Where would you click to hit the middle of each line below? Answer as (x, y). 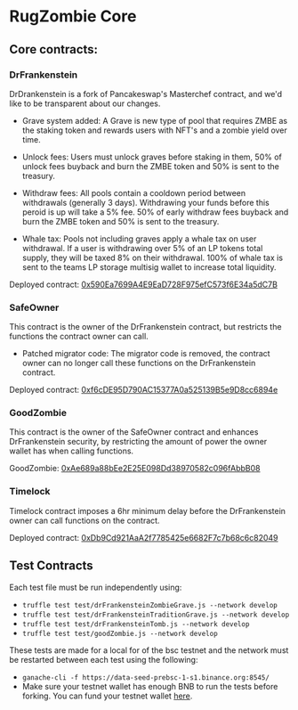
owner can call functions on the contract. (85, 520)
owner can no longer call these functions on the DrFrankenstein (139, 363)
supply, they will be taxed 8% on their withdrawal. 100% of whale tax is (152, 257)
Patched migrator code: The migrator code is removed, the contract (146, 354)
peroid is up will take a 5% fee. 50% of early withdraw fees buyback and (155, 212)
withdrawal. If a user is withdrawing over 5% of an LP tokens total (142, 248)
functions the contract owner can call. (79, 337)
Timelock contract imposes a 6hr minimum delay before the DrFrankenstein (148, 510)
